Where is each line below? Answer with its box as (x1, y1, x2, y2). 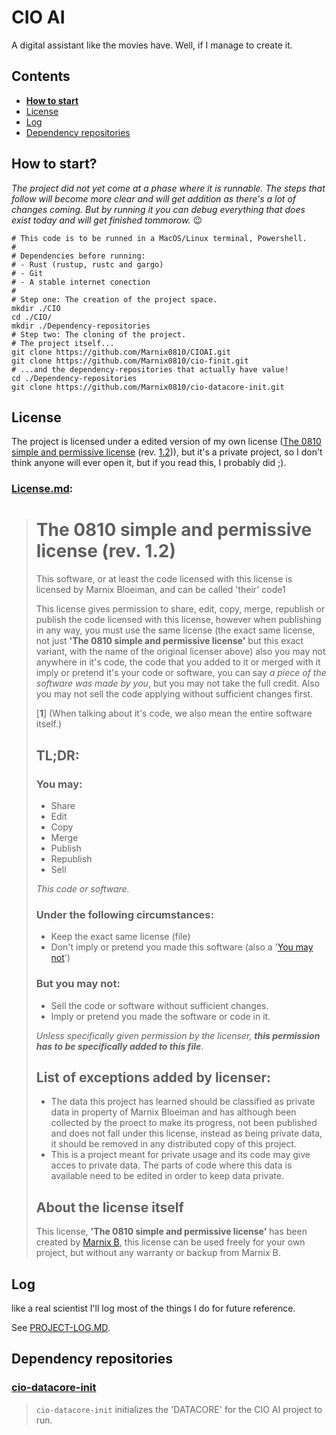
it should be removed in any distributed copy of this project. (50, 1138, 298, 1150)
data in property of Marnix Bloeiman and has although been (50, 1106, 297, 1118)
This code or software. (35, 882, 130, 895)
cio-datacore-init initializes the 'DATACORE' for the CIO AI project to (35, 1403, 323, 1415)
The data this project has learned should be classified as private (50, 1096, 316, 1108)
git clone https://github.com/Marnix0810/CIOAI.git (11, 347, 231, 357)
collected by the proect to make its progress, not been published (50, 1117, 318, 1129)
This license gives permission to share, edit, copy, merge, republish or (35, 603, 326, 615)
